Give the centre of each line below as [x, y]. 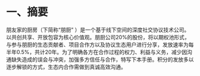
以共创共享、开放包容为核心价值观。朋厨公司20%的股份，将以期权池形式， [98, 37]
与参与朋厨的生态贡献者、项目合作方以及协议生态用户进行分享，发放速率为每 [100, 45]
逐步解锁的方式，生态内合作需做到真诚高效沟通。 [66, 66]
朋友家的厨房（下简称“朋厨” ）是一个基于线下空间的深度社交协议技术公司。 [98, 30]
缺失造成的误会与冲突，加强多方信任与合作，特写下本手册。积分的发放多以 [102, 59]
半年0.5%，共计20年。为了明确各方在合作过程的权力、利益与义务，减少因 [97, 52]
